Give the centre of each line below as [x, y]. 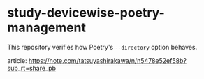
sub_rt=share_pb [32, 68]
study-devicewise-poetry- [86, 13]
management [46, 28]
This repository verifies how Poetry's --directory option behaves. [102, 47]
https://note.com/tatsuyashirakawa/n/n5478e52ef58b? [108, 60]
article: [17, 60]
